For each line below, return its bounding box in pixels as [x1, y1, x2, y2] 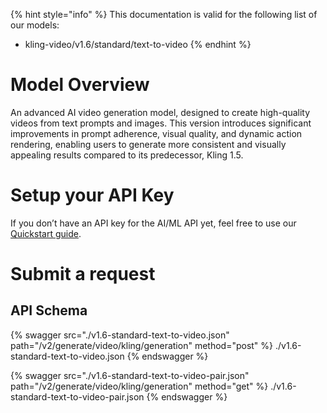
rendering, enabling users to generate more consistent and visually [10, 138, 287, 150]
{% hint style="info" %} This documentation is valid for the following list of [10, 9, 318, 20]
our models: [10, 19, 60, 31]
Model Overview [10, 74, 150, 96]
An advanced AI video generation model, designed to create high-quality [10, 106, 311, 118]
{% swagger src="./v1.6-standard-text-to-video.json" [10, 329, 230, 341]
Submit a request [10, 263, 156, 286]
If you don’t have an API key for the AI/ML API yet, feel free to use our [10, 217, 297, 229]
